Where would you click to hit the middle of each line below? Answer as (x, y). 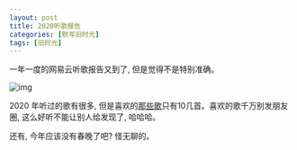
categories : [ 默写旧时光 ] (54, 34)
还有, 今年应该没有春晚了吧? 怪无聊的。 (82, 137)
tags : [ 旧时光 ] (36, 43)
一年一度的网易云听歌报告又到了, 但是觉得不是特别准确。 (114, 69)
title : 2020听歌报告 (45, 26)
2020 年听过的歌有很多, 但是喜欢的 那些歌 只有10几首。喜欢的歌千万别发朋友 (149, 106)
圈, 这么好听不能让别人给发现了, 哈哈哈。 (85, 117)
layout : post (34, 18)
